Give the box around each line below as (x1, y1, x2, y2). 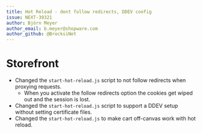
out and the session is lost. (23, 96, 91, 103)
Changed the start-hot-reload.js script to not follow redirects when (14, 77, 186, 84)
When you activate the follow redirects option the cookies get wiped (23, 89, 194, 96)
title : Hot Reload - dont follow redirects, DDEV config (6, 8, 152, 15)
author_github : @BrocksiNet (6, 31, 77, 37)
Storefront (6, 57, 59, 71)
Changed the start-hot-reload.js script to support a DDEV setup (14, 102, 179, 110)
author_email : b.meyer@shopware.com (6, 25, 98, 32)
